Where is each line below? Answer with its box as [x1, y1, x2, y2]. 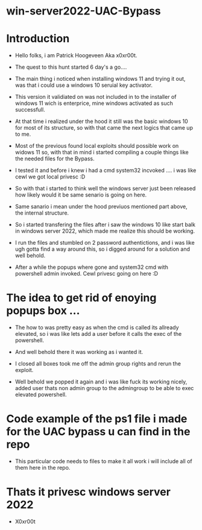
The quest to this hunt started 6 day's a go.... [14, 63, 127, 71]
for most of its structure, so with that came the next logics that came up [14, 124, 193, 131]
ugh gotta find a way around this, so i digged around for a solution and [14, 245, 191, 253]
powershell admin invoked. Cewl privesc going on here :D [14, 270, 159, 277]
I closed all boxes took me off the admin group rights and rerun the [14, 360, 181, 367]
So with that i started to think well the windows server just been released [14, 185, 196, 192]
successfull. [14, 106, 45, 113]
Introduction [6, 32, 70, 46]
